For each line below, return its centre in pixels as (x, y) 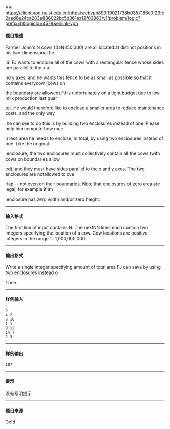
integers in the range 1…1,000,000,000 (45, 239)
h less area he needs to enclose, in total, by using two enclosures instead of (84, 138)
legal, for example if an (29, 189)
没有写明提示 (18, 393)
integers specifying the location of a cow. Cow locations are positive (76, 233)
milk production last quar (31, 98)
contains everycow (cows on (35, 83)
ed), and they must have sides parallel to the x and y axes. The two (75, 169)
